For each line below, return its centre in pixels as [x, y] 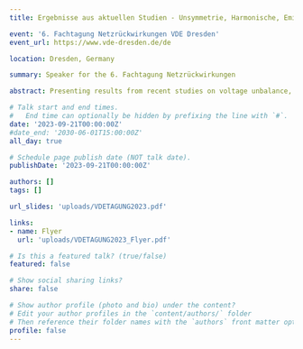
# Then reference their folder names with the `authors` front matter [145, 322]
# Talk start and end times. [64, 108]
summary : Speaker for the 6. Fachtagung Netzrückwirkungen [123, 75]
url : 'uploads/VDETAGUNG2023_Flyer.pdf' [94, 240]
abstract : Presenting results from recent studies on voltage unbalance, [151, 91]
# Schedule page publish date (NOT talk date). [101, 157]
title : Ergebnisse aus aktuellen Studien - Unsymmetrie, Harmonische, [145, 18]
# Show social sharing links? [66, 280]
